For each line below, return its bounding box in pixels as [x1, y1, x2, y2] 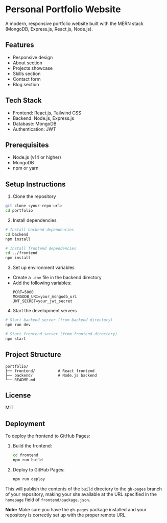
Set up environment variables [12, 264, 75, 271]
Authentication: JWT [12, 126, 56, 132]
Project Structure [5, 351, 61, 359]
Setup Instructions [5, 180, 66, 188]
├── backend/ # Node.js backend [5, 372, 97, 378]
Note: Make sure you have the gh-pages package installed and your [5, 506, 147, 512]
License [5, 391, 31, 400]
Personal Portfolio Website [5, 4, 121, 15]
